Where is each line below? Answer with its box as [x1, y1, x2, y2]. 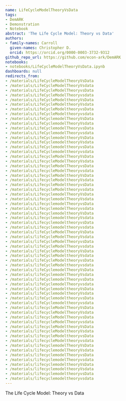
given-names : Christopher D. [10, 45, 71, 50]
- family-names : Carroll [5, 41, 58, 46]
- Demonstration [5, 21, 39, 27]
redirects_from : [5, 74, 39, 79]
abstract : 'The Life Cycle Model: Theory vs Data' [5, 31, 114, 36]
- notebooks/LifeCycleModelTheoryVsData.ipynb [5, 64, 105, 69]
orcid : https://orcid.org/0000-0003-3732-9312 [10, 50, 110, 55]
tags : [5, 12, 17, 17]
